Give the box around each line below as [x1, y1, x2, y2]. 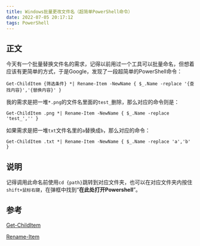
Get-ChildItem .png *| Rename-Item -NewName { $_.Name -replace [6, 110, 170, 116]
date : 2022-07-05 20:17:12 [6, 14, 73, 20]
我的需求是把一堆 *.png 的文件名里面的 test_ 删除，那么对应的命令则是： [6, 99, 180, 106]
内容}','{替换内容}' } [10, 87, 61, 93]
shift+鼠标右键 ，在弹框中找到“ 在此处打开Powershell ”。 [6, 186, 141, 193]
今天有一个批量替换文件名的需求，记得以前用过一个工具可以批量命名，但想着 [6, 60, 195, 67]
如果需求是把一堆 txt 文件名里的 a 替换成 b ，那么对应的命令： [6, 127, 150, 134]
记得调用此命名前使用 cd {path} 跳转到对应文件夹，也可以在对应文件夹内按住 [6, 179, 193, 186]
